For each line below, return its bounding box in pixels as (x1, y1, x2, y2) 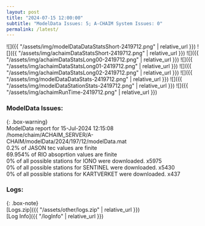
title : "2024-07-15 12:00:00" (6, 15, 84, 21)
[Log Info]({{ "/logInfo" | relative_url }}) (6, 212, 104, 220)
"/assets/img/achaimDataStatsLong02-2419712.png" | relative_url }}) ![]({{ (6, 69, 193, 77)
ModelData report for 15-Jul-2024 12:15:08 (6, 124, 114, 132)
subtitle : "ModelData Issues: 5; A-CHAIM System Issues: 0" (6, 20, 163, 26)
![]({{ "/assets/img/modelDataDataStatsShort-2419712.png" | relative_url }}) (6, 43, 196, 50)
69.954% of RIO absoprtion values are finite (6, 150, 117, 158)
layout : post (6, 9, 40, 15)
